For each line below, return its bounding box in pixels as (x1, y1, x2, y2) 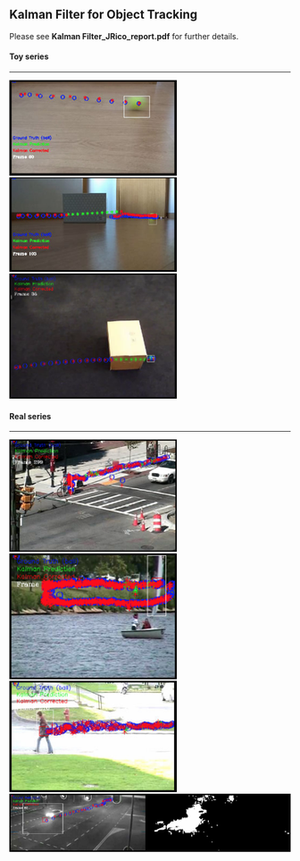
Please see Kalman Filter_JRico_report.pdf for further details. (9, 30, 239, 41)
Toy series (9, 51, 49, 62)
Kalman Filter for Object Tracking (9, 7, 198, 22)
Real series (9, 410, 52, 421)
